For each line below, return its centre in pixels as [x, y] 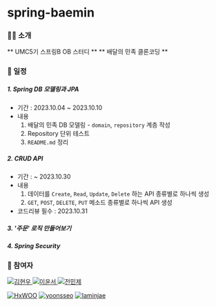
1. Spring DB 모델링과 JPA [43, 89]
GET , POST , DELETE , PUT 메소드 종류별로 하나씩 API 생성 [100, 203]
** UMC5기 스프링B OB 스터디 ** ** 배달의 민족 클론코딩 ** [88, 52]
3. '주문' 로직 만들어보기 [39, 228]
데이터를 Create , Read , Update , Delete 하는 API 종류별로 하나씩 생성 [118, 194]
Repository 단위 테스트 [58, 134]
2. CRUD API [25, 158]
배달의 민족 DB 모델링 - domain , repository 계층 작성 [99, 125]
